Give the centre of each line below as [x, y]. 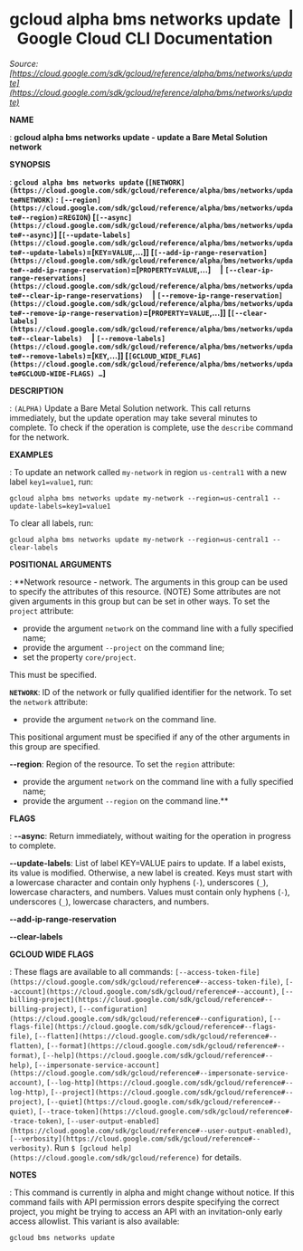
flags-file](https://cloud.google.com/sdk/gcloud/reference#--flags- [143, 1027]
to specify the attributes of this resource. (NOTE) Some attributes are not [145, 591]
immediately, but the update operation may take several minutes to [133, 417]
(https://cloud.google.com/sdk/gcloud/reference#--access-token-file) [145, 982]
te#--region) [34, 217]
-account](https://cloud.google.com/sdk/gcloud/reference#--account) [143, 991]
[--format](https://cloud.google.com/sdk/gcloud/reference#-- [166, 1046]
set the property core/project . [79, 657]
